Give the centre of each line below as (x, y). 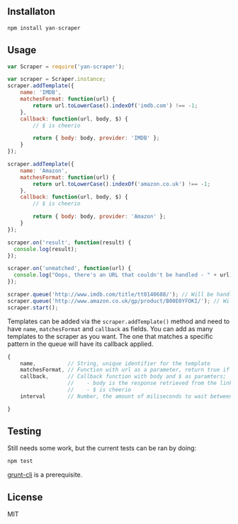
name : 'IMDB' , (41, 93)
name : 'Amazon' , (44, 171)
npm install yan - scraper (44, 28)
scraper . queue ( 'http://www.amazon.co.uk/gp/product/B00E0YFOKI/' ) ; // (114, 301)
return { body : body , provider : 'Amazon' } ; (100, 217)
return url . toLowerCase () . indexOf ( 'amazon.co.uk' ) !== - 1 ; (122, 184)
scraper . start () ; (33, 308)
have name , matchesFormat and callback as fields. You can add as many (110, 328)
